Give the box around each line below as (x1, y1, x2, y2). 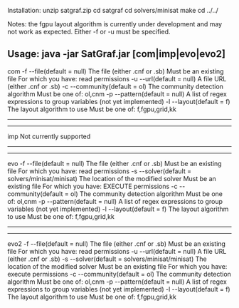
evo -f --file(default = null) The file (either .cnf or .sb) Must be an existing (7, 159, 222, 168)
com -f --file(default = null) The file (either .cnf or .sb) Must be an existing (7, 67, 224, 76)
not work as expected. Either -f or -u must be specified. (7, 28, 171, 36)
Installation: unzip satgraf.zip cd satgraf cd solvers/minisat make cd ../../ (7, 6, 218, 14)
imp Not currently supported (7, 132, 91, 140)
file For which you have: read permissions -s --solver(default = (7, 167, 192, 175)
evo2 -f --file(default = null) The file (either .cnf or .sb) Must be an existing (7, 239, 226, 248)
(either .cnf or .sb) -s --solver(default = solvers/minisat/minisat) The (7, 255, 208, 263)
